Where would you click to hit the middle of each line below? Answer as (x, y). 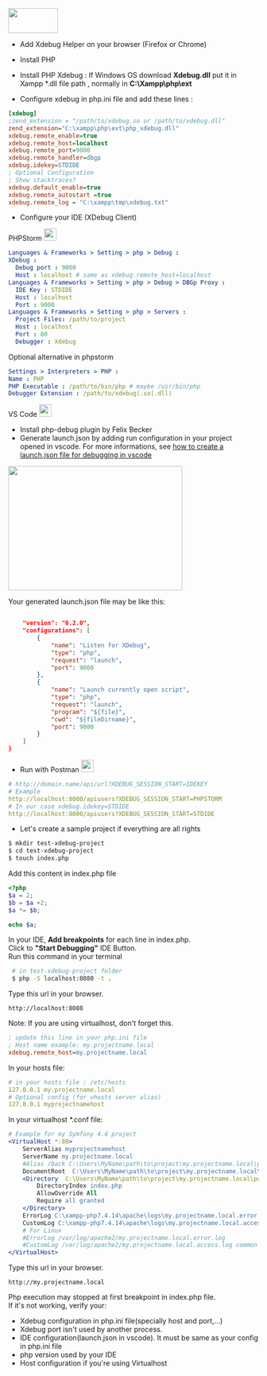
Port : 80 (31, 334)
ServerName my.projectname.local (78, 1156)
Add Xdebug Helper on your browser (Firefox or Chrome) (113, 44)
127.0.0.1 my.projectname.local (62, 1090)
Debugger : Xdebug (46, 341)
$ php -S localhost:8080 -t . (62, 979)
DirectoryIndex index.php (80, 1186)
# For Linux (42, 1230)
